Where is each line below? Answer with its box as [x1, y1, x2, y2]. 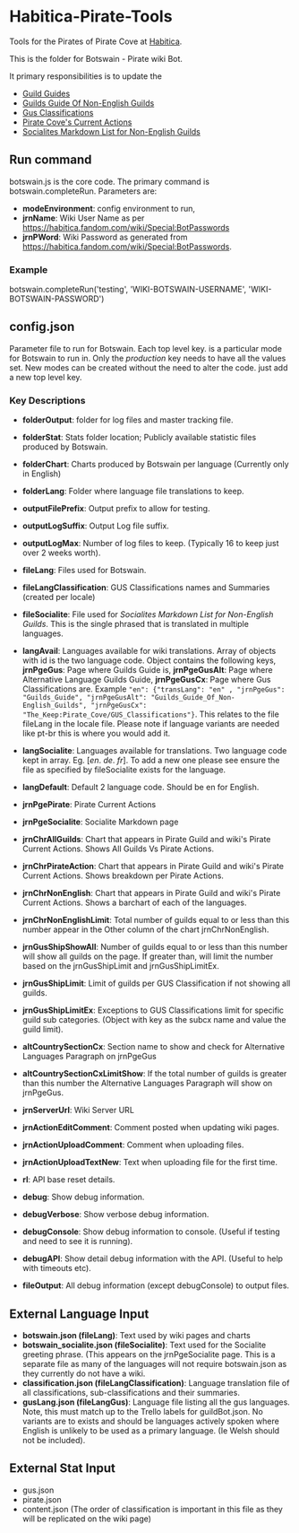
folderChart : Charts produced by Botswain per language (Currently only [21, 459, 289, 470]
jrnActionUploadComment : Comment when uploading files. [21, 1139, 244, 1150]
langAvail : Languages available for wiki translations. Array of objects [21, 646, 277, 657]
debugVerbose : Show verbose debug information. [21, 1209, 209, 1220]
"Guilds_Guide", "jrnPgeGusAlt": [21, 693, 148, 702]
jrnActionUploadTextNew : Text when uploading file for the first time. [21, 1157, 278, 1168]
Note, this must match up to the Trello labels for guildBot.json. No [21, 1406, 264, 1416]
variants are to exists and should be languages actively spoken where [21, 1415, 279, 1426]
